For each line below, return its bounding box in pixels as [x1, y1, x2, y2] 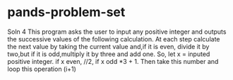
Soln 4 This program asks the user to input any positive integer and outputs [7, 27, 227, 36]
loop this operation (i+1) [7, 65, 76, 73]
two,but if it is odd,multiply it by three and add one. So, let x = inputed [7, 50, 210, 58]
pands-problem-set [7, 4, 126, 20]
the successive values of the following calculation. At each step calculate [7, 34, 220, 43]
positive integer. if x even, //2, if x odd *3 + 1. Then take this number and [7, 57, 219, 65]
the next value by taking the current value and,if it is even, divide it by [7, 42, 210, 51]
